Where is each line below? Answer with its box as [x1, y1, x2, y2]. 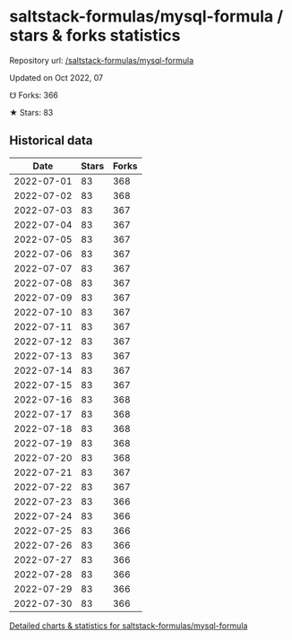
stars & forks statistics [9, 25, 181, 46]
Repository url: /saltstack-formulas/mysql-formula [9, 55, 194, 65]
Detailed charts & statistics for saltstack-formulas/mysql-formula [9, 620, 248, 631]
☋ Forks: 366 [9, 90, 59, 100]
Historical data [9, 133, 93, 149]
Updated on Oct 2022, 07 [9, 72, 104, 82]
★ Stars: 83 [9, 107, 54, 117]
